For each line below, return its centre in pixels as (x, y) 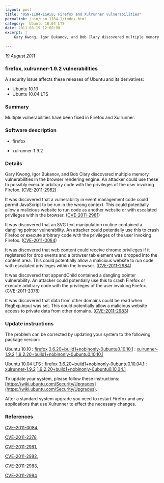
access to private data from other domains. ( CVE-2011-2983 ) (67, 310)
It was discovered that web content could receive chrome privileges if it (78, 250)
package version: (23, 340)
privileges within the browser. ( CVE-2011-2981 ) (53, 215)
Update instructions (29, 323)
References (19, 417)
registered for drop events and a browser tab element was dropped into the (81, 255)
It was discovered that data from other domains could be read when (74, 300)
